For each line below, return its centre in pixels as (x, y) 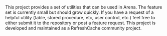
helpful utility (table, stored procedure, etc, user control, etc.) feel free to (80, 18)
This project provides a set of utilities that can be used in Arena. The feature (84, 7)
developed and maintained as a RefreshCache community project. (73, 28)
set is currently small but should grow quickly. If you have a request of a (79, 12)
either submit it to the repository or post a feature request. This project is (80, 23)
